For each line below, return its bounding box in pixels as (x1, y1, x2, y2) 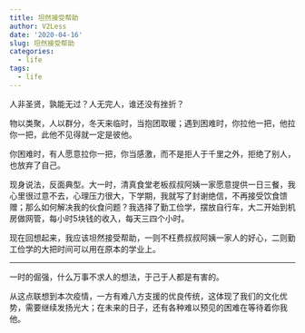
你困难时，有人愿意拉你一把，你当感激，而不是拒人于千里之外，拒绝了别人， (9, 148, 296, 159)
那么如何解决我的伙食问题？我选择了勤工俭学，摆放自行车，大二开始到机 (25, 201, 296, 212)
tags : (9, 64, 30, 73)
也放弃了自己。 (9, 160, 65, 171)
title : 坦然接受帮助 (9, 13, 79, 23)
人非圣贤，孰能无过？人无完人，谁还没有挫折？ (9, 98, 184, 109)
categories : (9, 47, 54, 56)
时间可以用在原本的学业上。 (56, 243, 161, 254)
